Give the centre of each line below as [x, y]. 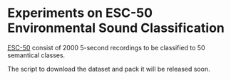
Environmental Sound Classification [116, 28]
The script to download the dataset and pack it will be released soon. [109, 69]
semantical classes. [36, 55]
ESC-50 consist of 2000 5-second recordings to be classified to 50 [106, 47]
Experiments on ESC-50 [80, 13]
